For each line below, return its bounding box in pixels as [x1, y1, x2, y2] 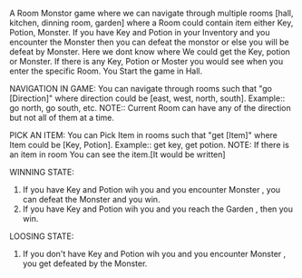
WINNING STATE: [9, 167, 75, 177]
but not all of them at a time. [9, 113, 115, 123]
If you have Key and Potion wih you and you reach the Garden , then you [22, 204, 293, 214]
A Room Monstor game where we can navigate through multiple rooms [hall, [9, 8, 294, 18]
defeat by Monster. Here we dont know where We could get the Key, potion [9, 46, 290, 57]
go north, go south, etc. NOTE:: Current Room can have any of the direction [9, 103, 292, 113]
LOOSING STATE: [9, 231, 74, 242]
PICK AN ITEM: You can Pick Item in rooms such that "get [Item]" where [9, 130, 278, 140]
